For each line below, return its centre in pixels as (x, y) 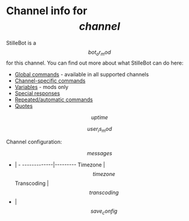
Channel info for (47, 11)
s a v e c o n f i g (104, 212)
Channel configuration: (34, 142)
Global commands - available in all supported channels (82, 74)
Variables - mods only (41, 87)
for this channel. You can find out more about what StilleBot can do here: (95, 63)
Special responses (37, 93)
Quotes (24, 105)
